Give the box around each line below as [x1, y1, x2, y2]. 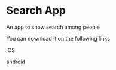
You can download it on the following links [6, 35, 111, 42]
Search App [6, 4, 66, 17]
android [6, 58, 26, 65]
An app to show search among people [6, 23, 100, 31]
